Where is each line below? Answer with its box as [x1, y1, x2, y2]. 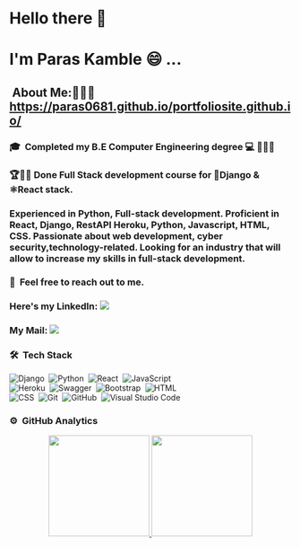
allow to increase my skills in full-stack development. [9, 251, 246, 264]
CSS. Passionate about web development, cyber [9, 229, 224, 242]
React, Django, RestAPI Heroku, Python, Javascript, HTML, [9, 218, 270, 231]
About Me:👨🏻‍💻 [12, 84, 96, 100]
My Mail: [9, 324, 48, 337]
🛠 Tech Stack [9, 349, 73, 362]
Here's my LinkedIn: [9, 300, 99, 313]
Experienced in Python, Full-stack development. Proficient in [9, 207, 280, 219]
